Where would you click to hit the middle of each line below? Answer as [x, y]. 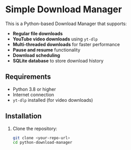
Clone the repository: [35, 128]
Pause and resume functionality [46, 50]
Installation [23, 116]
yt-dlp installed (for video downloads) [53, 100]
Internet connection [33, 94]
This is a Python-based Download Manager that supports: [66, 24]
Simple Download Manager [64, 9]
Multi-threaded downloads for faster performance [66, 44]
